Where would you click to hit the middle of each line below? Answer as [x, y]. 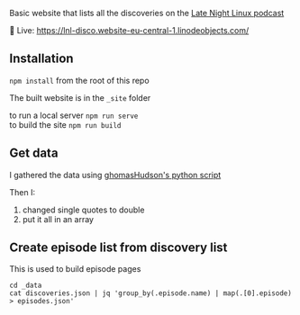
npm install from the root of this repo [80, 80]
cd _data [26, 286]
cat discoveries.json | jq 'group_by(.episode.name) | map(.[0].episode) [151, 293]
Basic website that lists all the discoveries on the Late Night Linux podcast [147, 13]
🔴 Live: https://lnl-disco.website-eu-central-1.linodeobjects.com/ [129, 30]
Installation [41, 59]
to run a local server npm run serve [74, 115]
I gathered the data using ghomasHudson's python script [115, 175]
